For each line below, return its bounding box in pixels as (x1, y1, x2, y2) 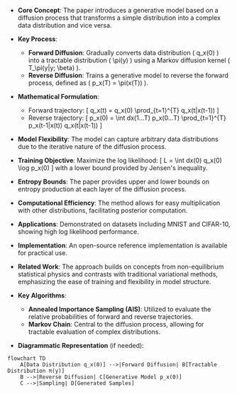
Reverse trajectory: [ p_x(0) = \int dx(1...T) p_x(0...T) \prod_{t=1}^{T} (28, 113, 227, 122)
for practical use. (17, 249, 68, 257)
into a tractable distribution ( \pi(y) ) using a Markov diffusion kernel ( (28, 56, 231, 64)
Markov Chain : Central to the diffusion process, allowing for (28, 320, 204, 328)
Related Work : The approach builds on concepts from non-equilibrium (17, 262, 224, 271)
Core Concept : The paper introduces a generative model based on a (17, 6, 219, 14)
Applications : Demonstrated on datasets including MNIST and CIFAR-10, (17, 220, 231, 228)
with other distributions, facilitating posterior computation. (17, 206, 188, 215)
